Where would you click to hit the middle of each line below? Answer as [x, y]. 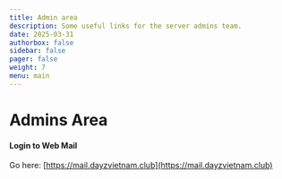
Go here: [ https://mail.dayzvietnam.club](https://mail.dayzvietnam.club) [141, 166]
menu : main [30, 76]
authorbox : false [42, 43]
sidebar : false [38, 51]
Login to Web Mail [43, 145]
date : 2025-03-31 [42, 34]
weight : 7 [28, 68]
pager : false [34, 59]
